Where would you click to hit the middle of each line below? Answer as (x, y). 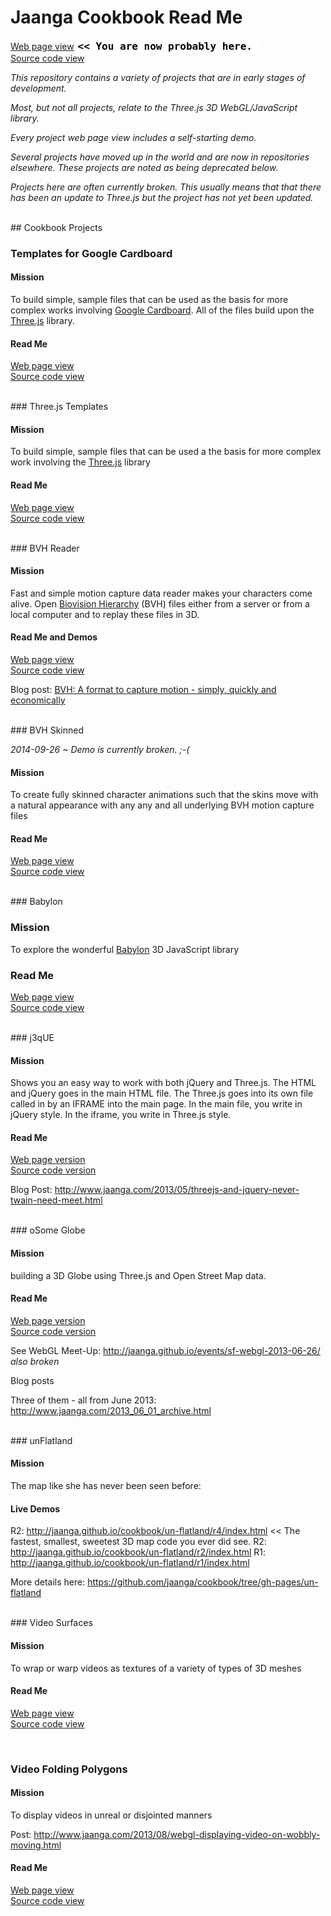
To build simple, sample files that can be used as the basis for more (149, 300)
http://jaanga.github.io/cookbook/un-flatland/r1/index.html (130, 1563)
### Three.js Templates (59, 407)
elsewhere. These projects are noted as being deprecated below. (144, 167)
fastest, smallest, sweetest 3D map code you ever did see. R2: (138, 1542)
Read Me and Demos (54, 637)
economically (38, 700)
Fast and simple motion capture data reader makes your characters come (161, 593)
